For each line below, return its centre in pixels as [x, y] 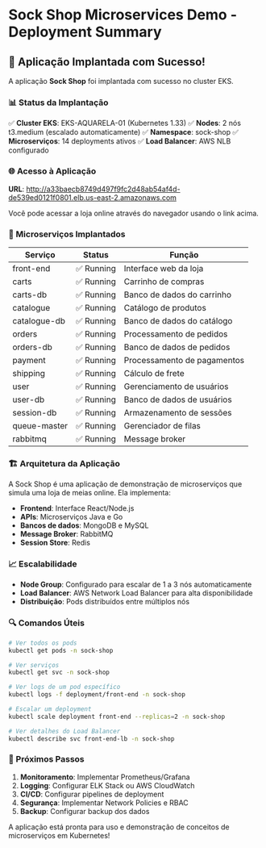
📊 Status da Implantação [58, 102]
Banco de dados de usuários [178, 399]
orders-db [32, 347]
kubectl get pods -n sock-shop [61, 650]
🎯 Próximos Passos [46, 759]
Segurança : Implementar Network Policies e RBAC [104, 802]
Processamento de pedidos [176, 334]
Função [184, 254]
